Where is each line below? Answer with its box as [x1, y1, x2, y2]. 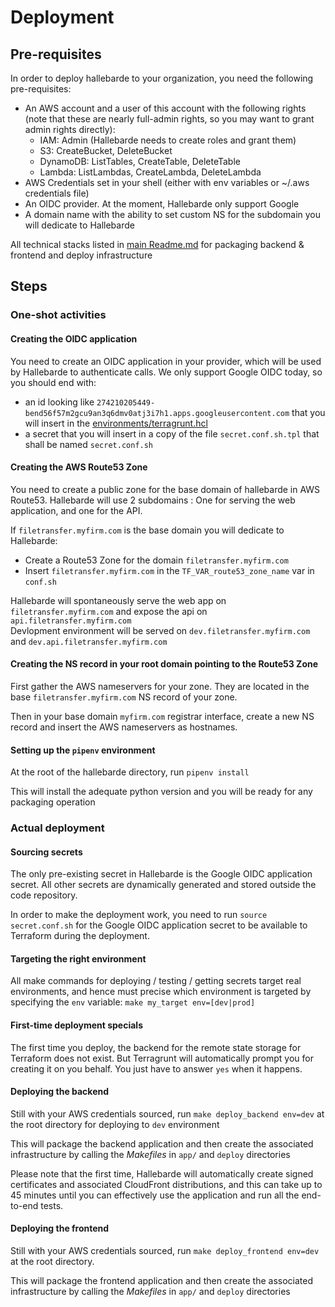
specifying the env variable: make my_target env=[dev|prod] [10, 996, 256, 1008]
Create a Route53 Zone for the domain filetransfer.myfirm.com [24, 554, 289, 566]
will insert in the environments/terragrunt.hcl [24, 417, 208, 429]
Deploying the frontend [10, 1222, 110, 1235]
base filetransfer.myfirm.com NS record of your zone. [10, 691, 238, 703]
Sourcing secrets [10, 846, 83, 858]
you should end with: [10, 376, 97, 388]
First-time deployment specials [10, 1019, 143, 1031]
